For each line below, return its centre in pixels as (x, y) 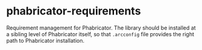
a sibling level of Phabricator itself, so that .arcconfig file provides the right (100, 34)
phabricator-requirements (74, 11)
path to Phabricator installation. (45, 40)
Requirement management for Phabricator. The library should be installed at (101, 28)
